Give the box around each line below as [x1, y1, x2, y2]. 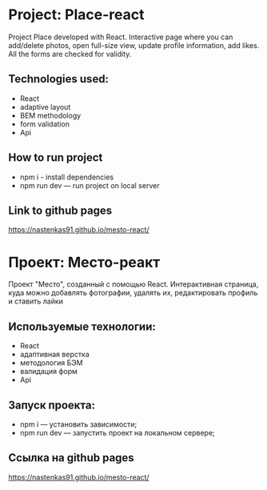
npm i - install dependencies [19, 172, 114, 182]
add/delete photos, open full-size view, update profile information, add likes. [8, 40, 260, 50]
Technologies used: [8, 72, 110, 86]
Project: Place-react [8, 6, 145, 24]
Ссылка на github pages [8, 451, 134, 465]
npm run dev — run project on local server [19, 180, 160, 190]
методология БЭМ [19, 358, 83, 367]
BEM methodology [19, 110, 82, 120]
